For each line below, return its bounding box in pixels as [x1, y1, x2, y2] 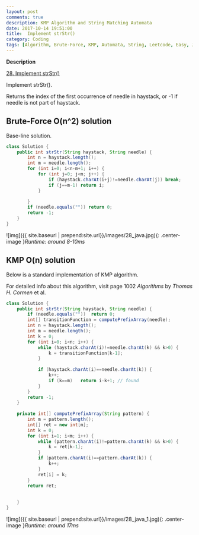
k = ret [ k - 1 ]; [48, 444, 84, 450]
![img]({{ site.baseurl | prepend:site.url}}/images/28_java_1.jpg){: [6, 515, 164, 523]
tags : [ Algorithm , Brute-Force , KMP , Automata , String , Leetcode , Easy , [6, 42, 190, 48]
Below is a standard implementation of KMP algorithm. [6, 271, 139, 278]
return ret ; [27, 483, 57, 489]
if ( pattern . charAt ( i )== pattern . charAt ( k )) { [37, 455, 152, 461]
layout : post [6, 8, 38, 15]
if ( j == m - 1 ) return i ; [48, 182, 105, 188]
